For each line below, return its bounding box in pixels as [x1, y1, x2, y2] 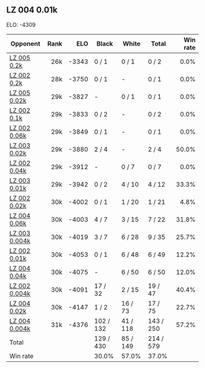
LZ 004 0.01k [6, 5, 58, 15]
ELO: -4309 [6, 21, 36, 28]
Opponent [10, 39, 41, 48]
